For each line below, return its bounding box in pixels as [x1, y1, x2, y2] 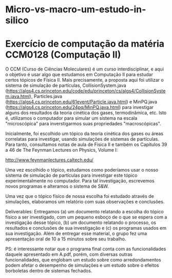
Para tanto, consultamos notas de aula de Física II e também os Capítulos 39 [5, 141, 167, 147]
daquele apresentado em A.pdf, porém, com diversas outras [5, 251, 132, 257]
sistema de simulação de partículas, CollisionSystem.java [5, 82, 127, 88]
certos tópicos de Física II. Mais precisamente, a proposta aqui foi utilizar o [5, 77, 164, 83]
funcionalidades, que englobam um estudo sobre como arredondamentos [5, 257, 161, 263]
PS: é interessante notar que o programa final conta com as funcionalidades [5, 246, 166, 252]
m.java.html [5, 94, 30, 100]
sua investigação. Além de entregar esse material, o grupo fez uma [5, 230, 147, 237]
